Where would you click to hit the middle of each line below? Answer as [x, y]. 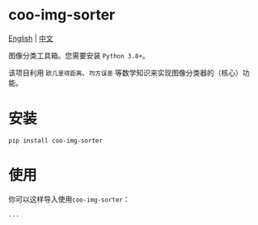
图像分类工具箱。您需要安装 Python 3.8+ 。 [79, 55]
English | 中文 [31, 38]
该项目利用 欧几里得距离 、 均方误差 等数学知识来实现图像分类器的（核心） [125, 72]
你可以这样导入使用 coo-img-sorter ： [70, 199]
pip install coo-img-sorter [56, 140]
